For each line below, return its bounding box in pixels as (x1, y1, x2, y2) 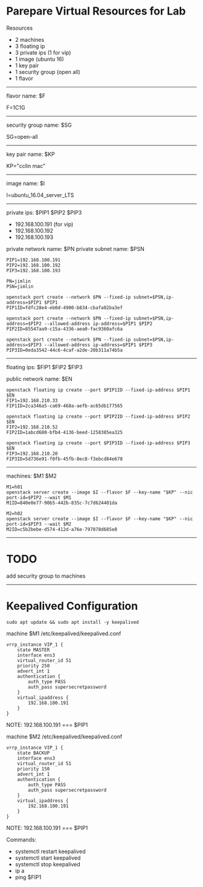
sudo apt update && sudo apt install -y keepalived (6, 619, 139, 625)
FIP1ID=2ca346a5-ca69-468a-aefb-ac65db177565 (6, 403, 123, 409)
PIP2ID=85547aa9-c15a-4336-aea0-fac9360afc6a (6, 326, 123, 332)
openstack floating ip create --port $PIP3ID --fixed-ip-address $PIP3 (6, 440, 190, 446)
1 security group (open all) (14, 68, 80, 75)
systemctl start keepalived (14, 854, 81, 862)
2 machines (14, 36, 44, 43)
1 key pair (14, 62, 39, 69)
